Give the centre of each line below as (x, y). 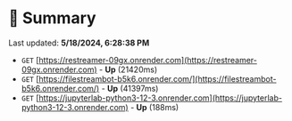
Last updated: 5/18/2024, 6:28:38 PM (79, 43)
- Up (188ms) (154, 107)
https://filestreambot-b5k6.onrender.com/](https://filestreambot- (158, 78)
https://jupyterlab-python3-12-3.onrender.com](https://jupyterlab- (161, 98)
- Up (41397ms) (130, 88)
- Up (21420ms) (128, 69)
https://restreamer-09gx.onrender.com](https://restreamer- (148, 60)
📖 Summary (52, 18)
